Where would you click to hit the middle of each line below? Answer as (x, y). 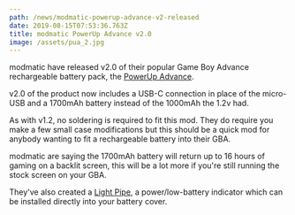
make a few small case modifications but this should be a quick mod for (140, 130)
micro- (274, 94)
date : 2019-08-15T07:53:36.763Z (68, 26)
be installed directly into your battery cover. (88, 202)
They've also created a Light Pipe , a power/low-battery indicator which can (146, 192)
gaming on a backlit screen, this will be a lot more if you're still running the (144, 165)
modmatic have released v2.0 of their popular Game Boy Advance (129, 67)
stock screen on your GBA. (58, 175)
